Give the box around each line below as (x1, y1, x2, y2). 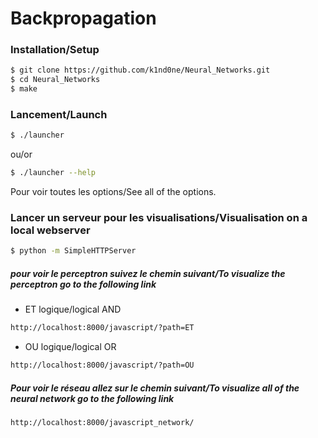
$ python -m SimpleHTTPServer (10, 246, 137, 256)
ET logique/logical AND (24, 303, 122, 316)
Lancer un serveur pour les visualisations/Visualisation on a (10, 211, 308, 225)
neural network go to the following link (10, 392, 175, 404)
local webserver (10, 223, 91, 237)
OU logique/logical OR (24, 341, 117, 353)
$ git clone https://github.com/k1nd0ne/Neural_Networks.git (10, 65, 271, 76)
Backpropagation (10, 7, 157, 30)
